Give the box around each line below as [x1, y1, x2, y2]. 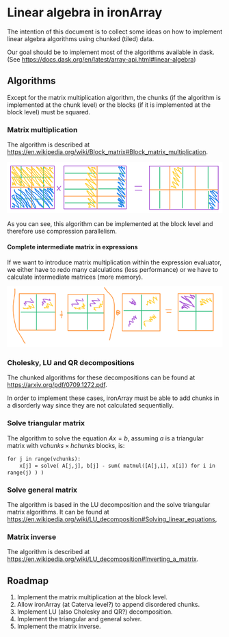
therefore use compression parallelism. [7, 227, 118, 236]
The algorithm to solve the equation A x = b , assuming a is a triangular [7, 434, 204, 442]
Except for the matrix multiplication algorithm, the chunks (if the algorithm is [7, 93, 221, 101]
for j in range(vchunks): [7, 455, 81, 462]
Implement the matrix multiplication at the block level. [16, 593, 168, 601]
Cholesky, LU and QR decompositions [7, 358, 135, 368]
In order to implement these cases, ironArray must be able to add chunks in [7, 394, 219, 402]
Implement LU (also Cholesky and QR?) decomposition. [16, 608, 173, 616]
